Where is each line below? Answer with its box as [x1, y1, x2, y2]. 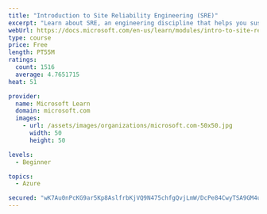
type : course [8, 33, 52, 42]
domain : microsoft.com [15, 107, 91, 115]
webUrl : [8, 26, 34, 34]
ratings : [8, 56, 37, 64]
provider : [8, 92, 41, 100]
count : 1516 [15, 63, 56, 71]
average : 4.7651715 [15, 71, 80, 78]
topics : [8, 172, 34, 181]
